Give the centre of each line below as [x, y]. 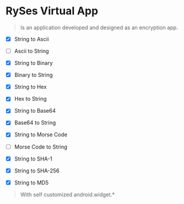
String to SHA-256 [37, 171]
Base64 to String [35, 123]
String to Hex [30, 87]
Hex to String [30, 99]
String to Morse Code [41, 135]
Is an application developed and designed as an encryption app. [99, 27]
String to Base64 [35, 111]
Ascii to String [31, 51]
